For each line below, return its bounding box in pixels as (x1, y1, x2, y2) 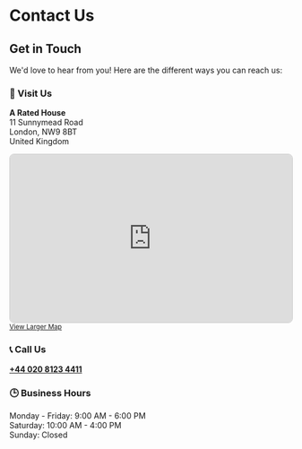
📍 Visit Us (9, 87, 52, 99)
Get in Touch (9, 41, 82, 56)
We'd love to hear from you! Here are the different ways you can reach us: (9, 65, 283, 75)
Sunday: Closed (9, 429, 68, 440)
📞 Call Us (9, 343, 47, 356)
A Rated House (9, 108, 66, 118)
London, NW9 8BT (9, 126, 78, 137)
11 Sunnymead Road (9, 117, 83, 128)
